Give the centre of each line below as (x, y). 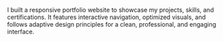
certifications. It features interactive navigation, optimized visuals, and (107, 17)
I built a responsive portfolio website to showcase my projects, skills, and (111, 10)
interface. (21, 31)
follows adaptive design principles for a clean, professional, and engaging (112, 24)
